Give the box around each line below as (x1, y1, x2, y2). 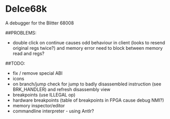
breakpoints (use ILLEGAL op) (12, 92, 76, 98)
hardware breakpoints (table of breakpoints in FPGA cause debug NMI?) (12, 97, 164, 103)
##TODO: (5, 60, 25, 66)
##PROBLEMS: (5, 29, 37, 36)
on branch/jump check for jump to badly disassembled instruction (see (12, 81, 161, 87)
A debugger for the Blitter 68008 (5, 20, 74, 26)
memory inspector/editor (12, 102, 65, 108)
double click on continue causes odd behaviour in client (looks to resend (12, 39, 165, 46)
